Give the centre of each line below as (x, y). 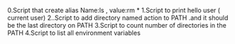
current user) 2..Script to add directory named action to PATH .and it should (118, 18)
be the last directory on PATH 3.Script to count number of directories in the (117, 25)
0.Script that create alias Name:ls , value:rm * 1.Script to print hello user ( (114, 10)
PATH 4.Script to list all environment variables (74, 33)
